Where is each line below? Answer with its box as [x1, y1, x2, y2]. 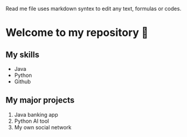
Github [14, 78, 31, 85]
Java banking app [14, 111, 58, 118]
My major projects [5, 95, 75, 105]
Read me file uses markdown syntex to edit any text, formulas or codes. [5, 5, 182, 12]
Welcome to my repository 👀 [5, 26, 149, 39]
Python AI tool [14, 117, 49, 124]
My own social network [14, 123, 72, 130]
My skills [5, 49, 40, 60]
